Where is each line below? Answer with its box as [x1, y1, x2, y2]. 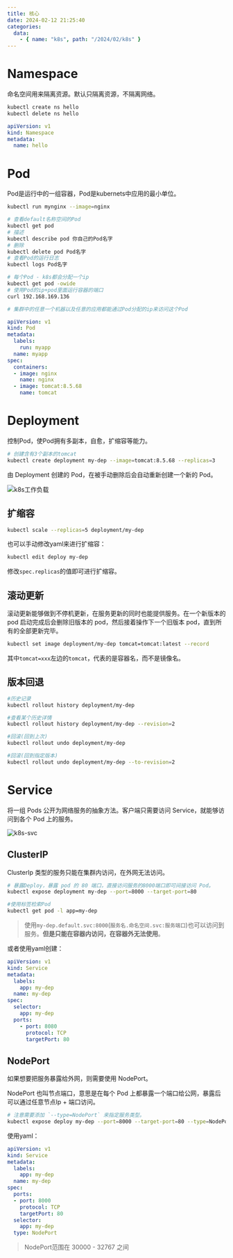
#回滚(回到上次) [7, 733, 48, 741]
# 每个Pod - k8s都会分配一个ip [7, 274, 89, 281]
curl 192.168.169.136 [7, 293, 70, 300]
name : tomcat [19, 389, 58, 396]
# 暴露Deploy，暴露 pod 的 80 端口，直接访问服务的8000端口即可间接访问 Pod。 [7, 882, 214, 889]
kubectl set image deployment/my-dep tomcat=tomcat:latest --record [7, 640, 209, 647]
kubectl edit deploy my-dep [7, 554, 89, 561]
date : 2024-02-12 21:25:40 [7, 17, 85, 24]
